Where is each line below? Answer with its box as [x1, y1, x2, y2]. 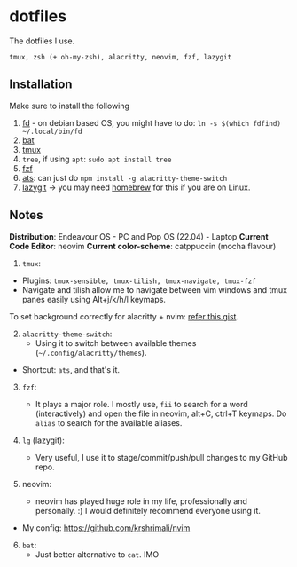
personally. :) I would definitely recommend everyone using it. [35, 505, 262, 516]
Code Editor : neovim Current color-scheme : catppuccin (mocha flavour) [9, 240, 277, 251]
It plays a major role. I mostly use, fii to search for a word [35, 398, 248, 409]
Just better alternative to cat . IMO [35, 548, 160, 560]
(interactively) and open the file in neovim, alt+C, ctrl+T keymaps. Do [35, 408, 287, 419]
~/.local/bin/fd [21, 127, 82, 136]
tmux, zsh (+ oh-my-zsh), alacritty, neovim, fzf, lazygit [9, 52, 232, 61]
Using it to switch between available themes [35, 337, 197, 348]
